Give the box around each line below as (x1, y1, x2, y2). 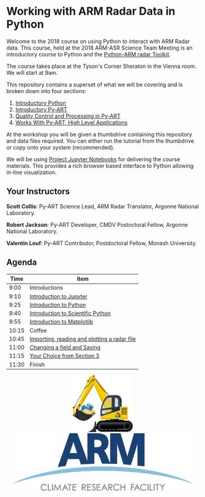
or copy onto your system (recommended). (6, 143, 115, 151)
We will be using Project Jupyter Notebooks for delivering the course (6, 155, 181, 163)
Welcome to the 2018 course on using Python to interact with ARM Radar (6, 37, 190, 45)
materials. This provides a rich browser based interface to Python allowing (6, 162, 194, 169)
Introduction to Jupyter (29, 292, 88, 300)
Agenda (6, 257, 37, 268)
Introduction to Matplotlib (29, 318, 94, 325)
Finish (29, 360, 45, 368)
